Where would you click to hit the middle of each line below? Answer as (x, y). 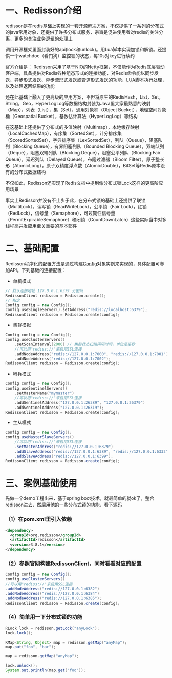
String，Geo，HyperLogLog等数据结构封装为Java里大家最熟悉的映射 (78, 103)
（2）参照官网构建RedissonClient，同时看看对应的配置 (73, 564)
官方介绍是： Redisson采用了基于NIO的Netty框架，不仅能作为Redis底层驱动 (85, 67)
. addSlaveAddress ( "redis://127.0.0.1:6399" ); (64, 456)
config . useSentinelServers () (36, 389)
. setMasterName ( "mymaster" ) (44, 393)
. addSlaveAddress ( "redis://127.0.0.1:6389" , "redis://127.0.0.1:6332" (91, 451)
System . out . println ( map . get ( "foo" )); (46, 670)
